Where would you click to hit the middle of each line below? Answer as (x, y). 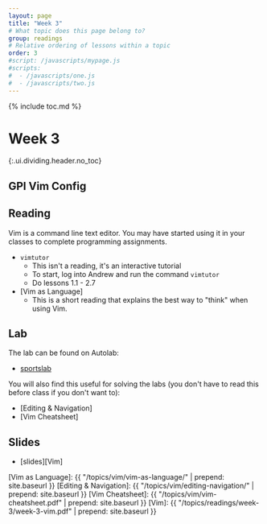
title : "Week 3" (35, 23)
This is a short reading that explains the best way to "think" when (140, 299)
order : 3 (23, 53)
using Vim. (49, 308)
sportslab (36, 369)
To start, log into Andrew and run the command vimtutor (125, 274)
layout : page (30, 16)
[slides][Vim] (41, 462)
